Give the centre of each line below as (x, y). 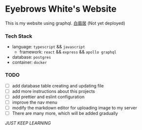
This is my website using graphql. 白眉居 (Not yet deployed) (65, 23)
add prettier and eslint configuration (48, 97)
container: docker (30, 63)
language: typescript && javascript (49, 47)
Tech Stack (19, 36)
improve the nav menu (35, 102)
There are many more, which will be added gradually (65, 113)
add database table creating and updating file (58, 86)
